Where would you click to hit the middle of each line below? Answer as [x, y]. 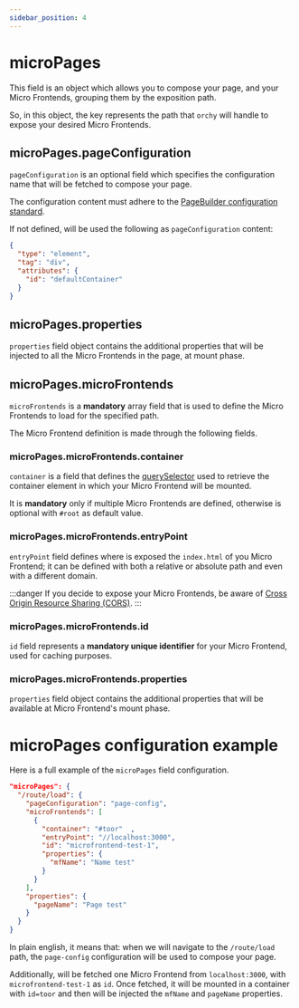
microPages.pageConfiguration [100, 153]
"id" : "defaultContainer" [75, 279]
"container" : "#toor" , [89, 829]
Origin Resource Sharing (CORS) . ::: [75, 602]
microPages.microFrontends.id [79, 626]
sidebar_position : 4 [48, 18]
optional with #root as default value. [76, 514]
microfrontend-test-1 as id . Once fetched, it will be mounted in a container [150, 984]
